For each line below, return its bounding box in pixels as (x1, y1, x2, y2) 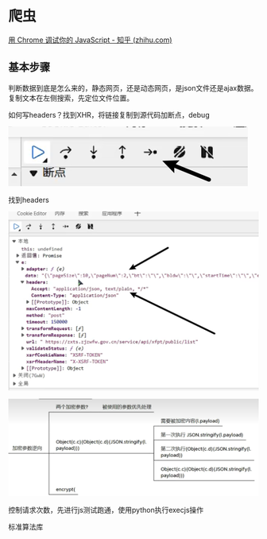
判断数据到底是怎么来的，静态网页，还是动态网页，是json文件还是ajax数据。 (8, 83, 258, 92)
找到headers (8, 195, 49, 204)
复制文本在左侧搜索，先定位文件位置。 (8, 93, 133, 103)
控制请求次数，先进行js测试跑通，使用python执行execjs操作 (8, 506, 204, 515)
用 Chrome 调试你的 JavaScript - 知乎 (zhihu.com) (8, 35, 172, 45)
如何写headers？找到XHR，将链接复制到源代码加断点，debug (8, 110, 210, 119)
